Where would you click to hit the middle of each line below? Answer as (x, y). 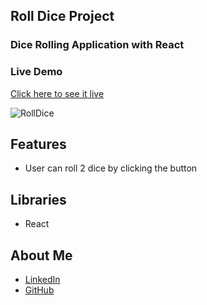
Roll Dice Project (62, 16)
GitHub (39, 290)
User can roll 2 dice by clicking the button (111, 168)
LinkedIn (42, 280)
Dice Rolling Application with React (97, 45)
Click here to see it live (57, 93)
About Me (41, 255)
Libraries (38, 199)
